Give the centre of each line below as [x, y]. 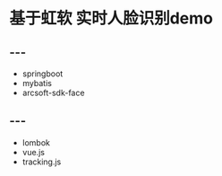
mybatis [37, 83]
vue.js [33, 152]
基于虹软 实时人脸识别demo [111, 18]
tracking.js [42, 162]
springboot [43, 74]
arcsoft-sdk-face [53, 92]
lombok [36, 142]
